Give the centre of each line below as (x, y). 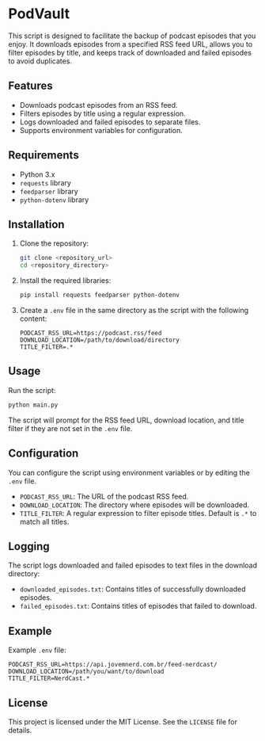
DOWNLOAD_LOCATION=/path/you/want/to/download (86, 672)
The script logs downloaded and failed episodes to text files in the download (133, 565)
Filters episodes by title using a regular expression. (102, 113)
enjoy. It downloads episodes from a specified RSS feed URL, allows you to (131, 44)
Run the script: (32, 390)
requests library (45, 182)
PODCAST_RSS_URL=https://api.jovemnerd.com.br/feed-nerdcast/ (113, 665)
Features (30, 86)
